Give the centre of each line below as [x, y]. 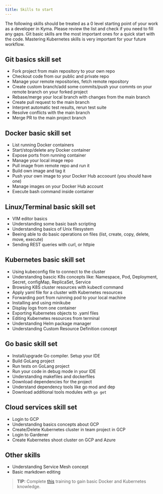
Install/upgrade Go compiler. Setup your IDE [56, 356]
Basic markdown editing [36, 472]
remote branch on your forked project [50, 92]
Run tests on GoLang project [41, 366]
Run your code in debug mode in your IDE [54, 371]
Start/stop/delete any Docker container [51, 150]
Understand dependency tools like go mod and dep [63, 387]
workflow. [15, 44]
